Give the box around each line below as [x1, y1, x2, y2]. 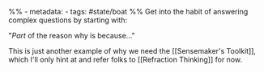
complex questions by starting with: [8, 15, 128, 25]
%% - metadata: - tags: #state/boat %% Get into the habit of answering [8, 7, 249, 16]
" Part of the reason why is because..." [8, 31, 135, 40]
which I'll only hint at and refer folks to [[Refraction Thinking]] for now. [8, 55, 243, 64]
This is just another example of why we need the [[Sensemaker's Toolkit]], [8, 46, 257, 55]
